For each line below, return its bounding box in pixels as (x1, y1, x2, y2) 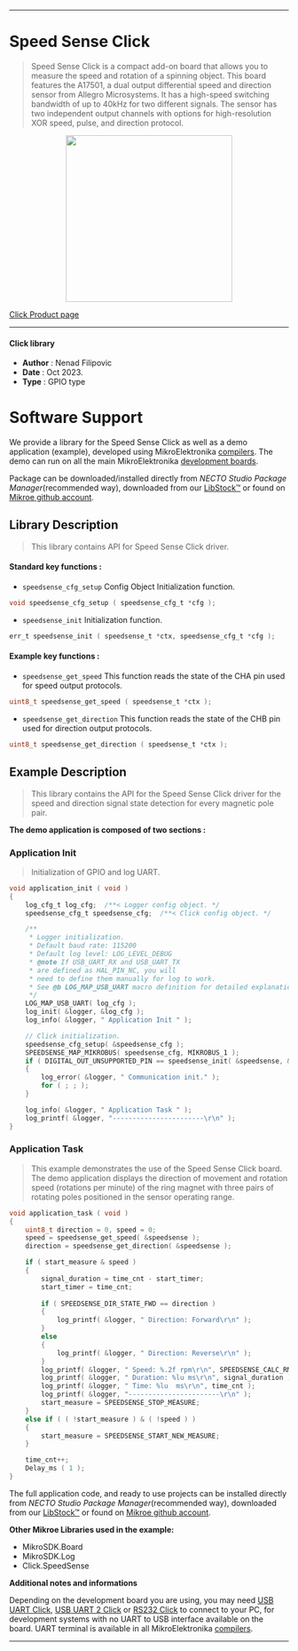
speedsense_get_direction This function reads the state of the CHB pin (21, 713, 281, 724)
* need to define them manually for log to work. (28, 974, 216, 983)
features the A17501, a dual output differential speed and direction (30, 79, 272, 90)
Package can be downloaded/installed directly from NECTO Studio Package (9, 473, 287, 484)
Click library (9, 338, 56, 348)
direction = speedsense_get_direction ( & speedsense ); (25, 1241, 232, 1251)
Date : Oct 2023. (21, 367, 83, 378)
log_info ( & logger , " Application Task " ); (25, 1105, 192, 1114)
